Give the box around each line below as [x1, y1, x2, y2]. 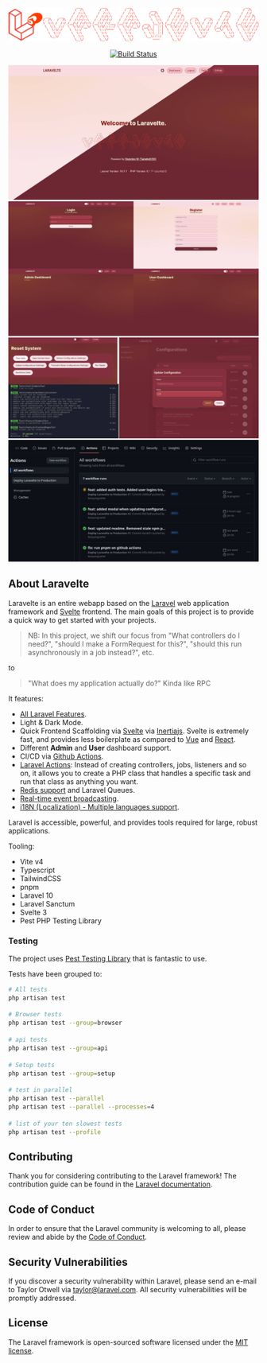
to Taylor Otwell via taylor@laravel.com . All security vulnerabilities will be [8, 1285, 248, 1295]
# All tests [8, 985, 48, 993]
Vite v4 [19, 856, 44, 866]
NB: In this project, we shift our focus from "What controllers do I [27, 631, 241, 640]
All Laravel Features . [19, 709, 87, 719]
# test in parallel [8, 1086, 73, 1094]
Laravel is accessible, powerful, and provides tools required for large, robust [8, 817, 258, 827]
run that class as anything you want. [19, 776, 139, 786]
